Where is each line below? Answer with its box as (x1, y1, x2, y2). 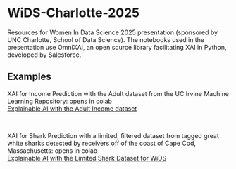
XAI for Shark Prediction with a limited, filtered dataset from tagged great (7, 131, 220, 140)
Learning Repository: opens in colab (7, 97, 113, 105)
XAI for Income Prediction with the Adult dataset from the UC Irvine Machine (7, 89, 229, 97)
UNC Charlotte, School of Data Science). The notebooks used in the (7, 35, 205, 43)
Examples (7, 71, 51, 83)
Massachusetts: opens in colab (7, 146, 98, 155)
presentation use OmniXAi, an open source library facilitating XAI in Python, (7, 43, 227, 51)
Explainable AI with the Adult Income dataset (7, 104, 137, 113)
